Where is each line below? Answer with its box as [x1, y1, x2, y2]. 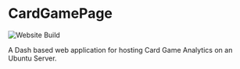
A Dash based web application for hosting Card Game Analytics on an [8, 45, 233, 54]
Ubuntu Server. [8, 53, 57, 63]
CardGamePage [8, 5, 113, 22]
